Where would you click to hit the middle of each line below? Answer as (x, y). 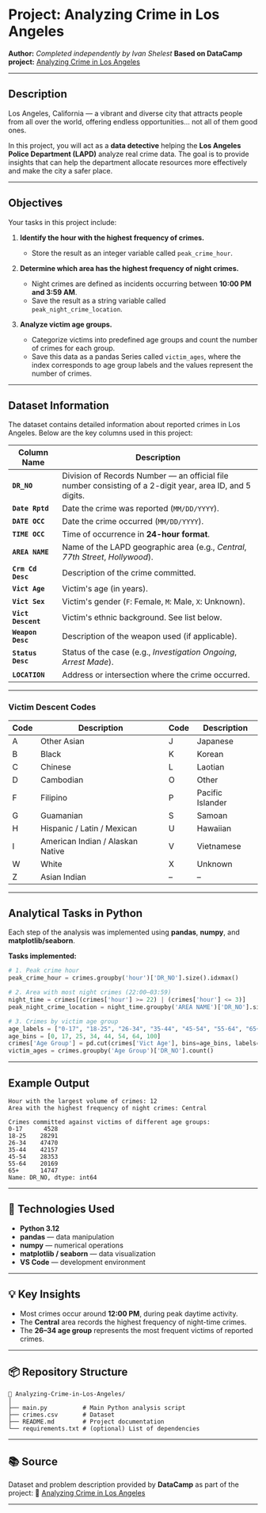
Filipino (54, 797)
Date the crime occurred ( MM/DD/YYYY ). (133, 522)
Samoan (212, 816)
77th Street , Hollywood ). (108, 557)
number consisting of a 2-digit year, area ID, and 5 (157, 486)
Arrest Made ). (88, 662)
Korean (210, 754)
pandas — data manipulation (67, 1236)
